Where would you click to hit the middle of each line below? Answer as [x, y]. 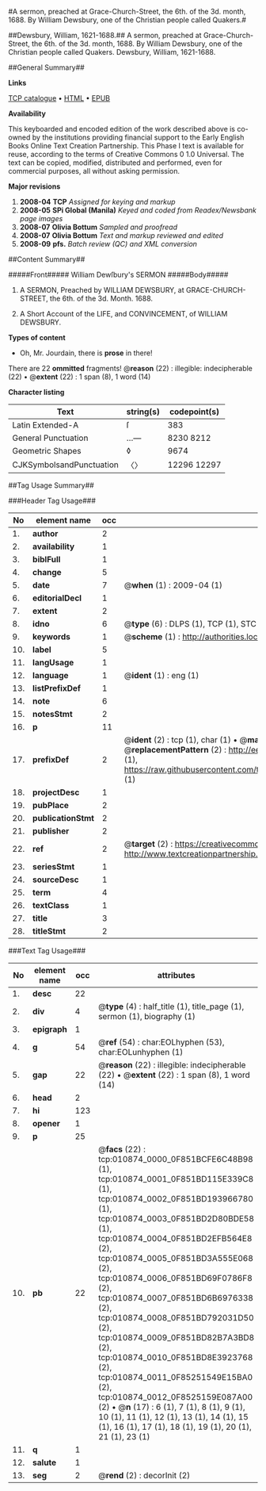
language [51, 675]
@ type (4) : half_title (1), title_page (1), [171, 1006]
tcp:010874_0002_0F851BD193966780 [175, 1199]
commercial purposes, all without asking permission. [94, 171]
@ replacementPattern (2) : [175, 750]
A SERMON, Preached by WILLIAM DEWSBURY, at [102, 290]
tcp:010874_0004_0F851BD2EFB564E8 [175, 1238]
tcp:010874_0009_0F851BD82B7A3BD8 [176, 1338]
